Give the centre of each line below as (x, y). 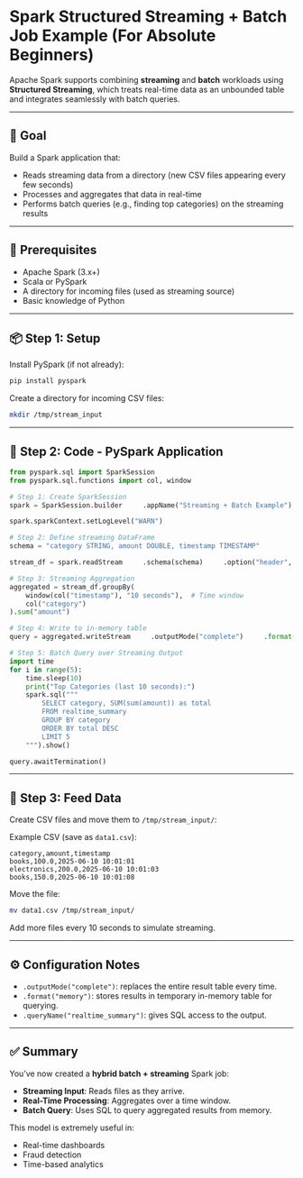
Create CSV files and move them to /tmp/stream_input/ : (113, 820)
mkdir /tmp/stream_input (56, 415)
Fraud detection (52, 1155)
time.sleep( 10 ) (54, 678)
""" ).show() (48, 745)
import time (32, 661)
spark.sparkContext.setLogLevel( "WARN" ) (87, 521)
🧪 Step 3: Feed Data (65, 798)
